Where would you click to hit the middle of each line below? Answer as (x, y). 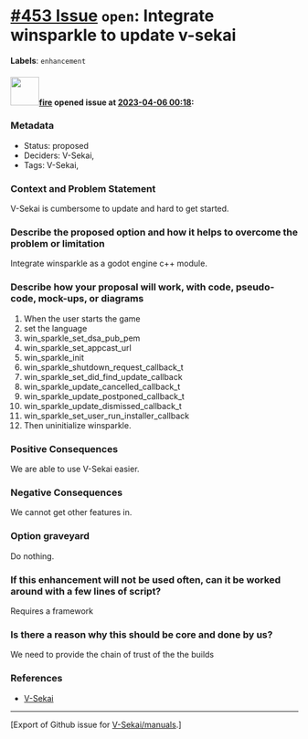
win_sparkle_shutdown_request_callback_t (103, 367)
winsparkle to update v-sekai (123, 35)
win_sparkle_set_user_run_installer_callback (106, 416)
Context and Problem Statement (83, 188)
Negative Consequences (66, 492)
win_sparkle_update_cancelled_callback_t (102, 386)
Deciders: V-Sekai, (59, 155)
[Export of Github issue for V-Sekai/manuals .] (96, 724)
